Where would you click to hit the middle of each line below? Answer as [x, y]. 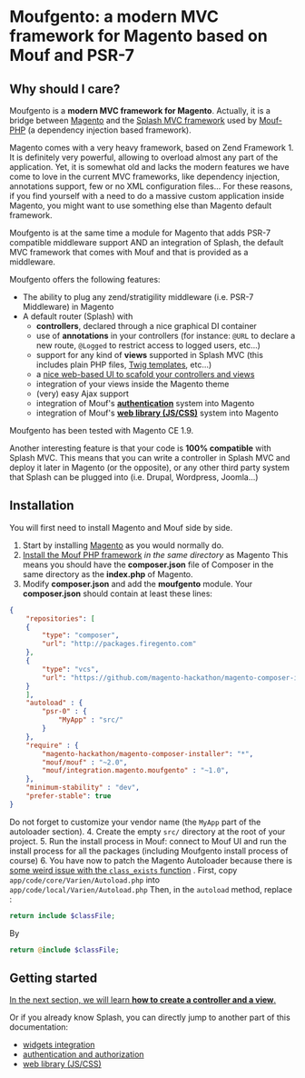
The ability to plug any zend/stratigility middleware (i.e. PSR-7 [138, 297]
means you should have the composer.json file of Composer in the [148, 564]
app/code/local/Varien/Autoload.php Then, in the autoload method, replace [151, 889]
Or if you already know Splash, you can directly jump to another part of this [150, 1018]
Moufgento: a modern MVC [114, 17]
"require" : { [52, 745]
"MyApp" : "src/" [91, 720]
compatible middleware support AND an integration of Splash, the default [147, 242]
